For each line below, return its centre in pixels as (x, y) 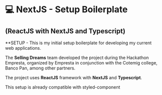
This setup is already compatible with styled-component (63, 87)
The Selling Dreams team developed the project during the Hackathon (77, 58)
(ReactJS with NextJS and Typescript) (65, 31)
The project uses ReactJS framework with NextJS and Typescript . (74, 78)
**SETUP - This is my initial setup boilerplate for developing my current (79, 43)
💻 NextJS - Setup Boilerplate (66, 10)
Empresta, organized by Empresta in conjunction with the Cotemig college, (81, 63)
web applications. (23, 48)
